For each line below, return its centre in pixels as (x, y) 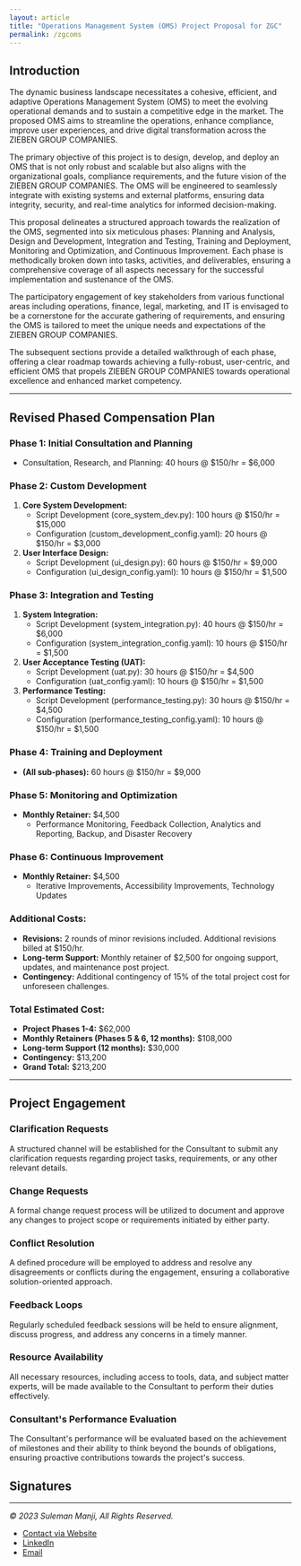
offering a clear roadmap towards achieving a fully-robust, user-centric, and (150, 362)
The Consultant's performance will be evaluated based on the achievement (148, 1439)
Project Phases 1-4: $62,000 (76, 1029)
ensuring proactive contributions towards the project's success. (127, 1457)
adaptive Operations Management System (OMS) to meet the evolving (139, 102)
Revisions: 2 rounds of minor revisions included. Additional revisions (149, 938)
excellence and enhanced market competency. (95, 381)
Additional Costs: (48, 918)
